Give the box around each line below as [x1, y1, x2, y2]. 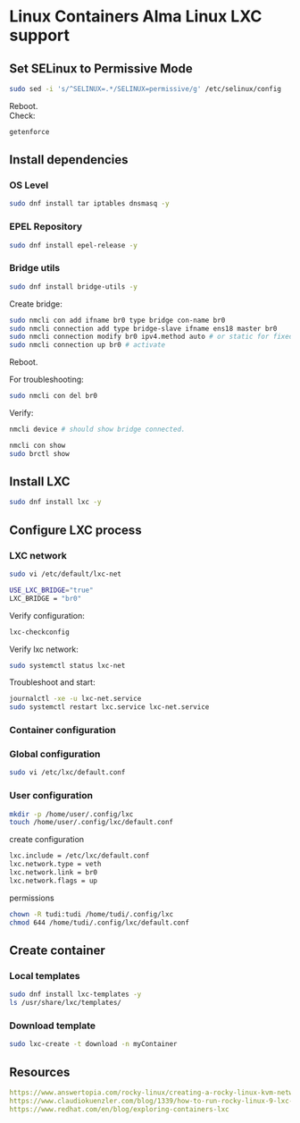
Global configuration [9, 748, 101, 760]
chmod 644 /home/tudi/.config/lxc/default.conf [9, 918, 190, 927]
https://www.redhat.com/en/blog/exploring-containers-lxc [9, 1104, 229, 1114]
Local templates [9, 969, 80, 982]
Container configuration [9, 724, 116, 737]
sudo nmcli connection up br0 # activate [9, 341, 166, 350]
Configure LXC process [9, 522, 142, 537]
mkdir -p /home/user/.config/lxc [9, 809, 134, 819]
